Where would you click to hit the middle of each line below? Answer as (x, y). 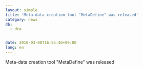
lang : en (15, 48)
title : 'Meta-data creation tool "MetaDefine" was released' (72, 15)
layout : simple (22, 10)
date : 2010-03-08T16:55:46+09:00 (41, 43)
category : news (22, 19)
